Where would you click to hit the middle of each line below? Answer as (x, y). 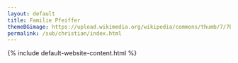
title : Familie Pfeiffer (44, 20)
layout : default (31, 14)
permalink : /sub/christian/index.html (64, 33)
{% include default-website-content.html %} (72, 53)
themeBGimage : (28, 27)
